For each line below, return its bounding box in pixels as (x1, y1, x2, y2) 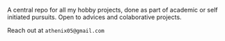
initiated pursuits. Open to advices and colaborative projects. (7, 13, 183, 21)
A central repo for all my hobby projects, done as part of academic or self (7, 6, 218, 14)
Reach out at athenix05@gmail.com (7, 27, 104, 34)
